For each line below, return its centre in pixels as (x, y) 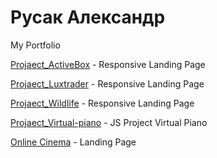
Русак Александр (88, 17)
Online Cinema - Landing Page (73, 142)
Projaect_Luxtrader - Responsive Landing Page (107, 83)
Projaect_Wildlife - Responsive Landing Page (102, 103)
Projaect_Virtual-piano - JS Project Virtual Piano (109, 122)
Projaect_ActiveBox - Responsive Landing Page (108, 64)
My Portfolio (35, 45)
